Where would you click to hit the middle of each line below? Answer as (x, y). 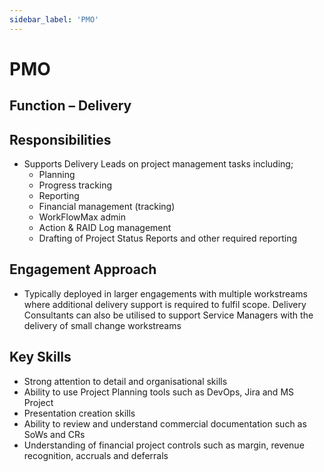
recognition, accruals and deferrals (96, 455)
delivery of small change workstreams (102, 325)
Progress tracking (75, 185)
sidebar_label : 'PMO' (54, 19)
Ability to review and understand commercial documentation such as (165, 423)
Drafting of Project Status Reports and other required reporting (168, 238)
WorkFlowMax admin (82, 217)
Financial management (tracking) (107, 207)
